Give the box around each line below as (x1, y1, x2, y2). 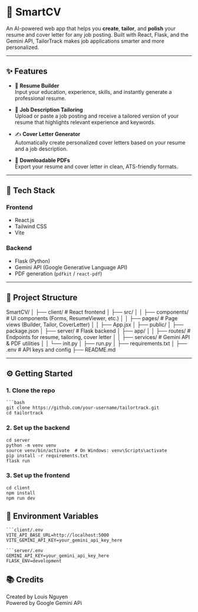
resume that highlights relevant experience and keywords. (14, 118, 156, 126)
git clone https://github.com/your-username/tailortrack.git (6, 405, 160, 411)
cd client (6, 484, 31, 491)
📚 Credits (6, 575, 44, 585)
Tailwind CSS (14, 223, 47, 230)
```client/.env (6, 527, 44, 533)
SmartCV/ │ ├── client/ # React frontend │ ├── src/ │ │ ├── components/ (6, 308, 189, 315)
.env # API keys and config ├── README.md (6, 346, 116, 353)
